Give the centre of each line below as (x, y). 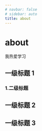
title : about (18, 18)
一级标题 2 (20, 105)
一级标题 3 (20, 123)
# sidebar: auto (21, 14)
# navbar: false (21, 9)
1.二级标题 (17, 88)
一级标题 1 (20, 73)
